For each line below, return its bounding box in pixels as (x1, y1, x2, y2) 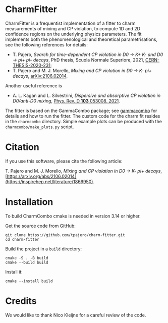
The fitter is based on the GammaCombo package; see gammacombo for (5, 107, 157, 114)
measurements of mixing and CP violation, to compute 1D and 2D (5, 25, 140, 31)
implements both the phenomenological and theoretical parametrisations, (5, 36, 158, 42)
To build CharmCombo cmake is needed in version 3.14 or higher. (5, 213, 141, 219)
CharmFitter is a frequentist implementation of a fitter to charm (5, 20, 136, 26)
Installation (5, 196, 53, 208)
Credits (5, 295, 37, 306)
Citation (5, 141, 39, 153)
